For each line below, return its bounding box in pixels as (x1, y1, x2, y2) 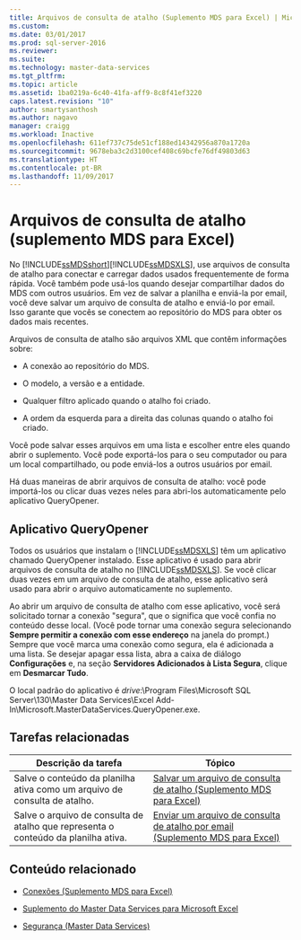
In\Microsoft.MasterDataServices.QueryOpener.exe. (9, 704, 201, 715)
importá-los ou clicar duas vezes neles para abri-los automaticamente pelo (9, 486, 287, 496)
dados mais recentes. (9, 316, 90, 328)
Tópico (204, 756, 236, 769)
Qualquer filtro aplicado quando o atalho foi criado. (21, 396, 211, 407)
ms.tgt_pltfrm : (9, 72, 66, 81)
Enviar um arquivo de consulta (152, 809, 280, 821)
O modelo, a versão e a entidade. (21, 378, 145, 389)
